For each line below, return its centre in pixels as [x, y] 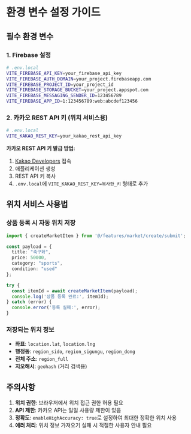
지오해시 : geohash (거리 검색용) [51, 366]
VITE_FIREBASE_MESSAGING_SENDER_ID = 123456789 [64, 96]
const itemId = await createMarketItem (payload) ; [75, 291]
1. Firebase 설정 [28, 55]
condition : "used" [35, 269]
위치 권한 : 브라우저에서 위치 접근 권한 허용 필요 [69, 403]
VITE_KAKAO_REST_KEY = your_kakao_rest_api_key [64, 136]
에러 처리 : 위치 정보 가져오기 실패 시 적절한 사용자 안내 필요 [83, 425]
